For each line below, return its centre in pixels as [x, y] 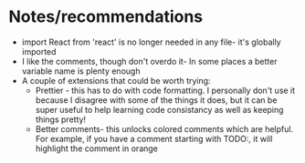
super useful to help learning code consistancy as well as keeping [159, 109]
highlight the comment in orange [97, 148]
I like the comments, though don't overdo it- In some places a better [149, 61]
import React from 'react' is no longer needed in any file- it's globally [151, 42]
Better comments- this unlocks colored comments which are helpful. [164, 128]
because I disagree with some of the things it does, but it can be [156, 100]
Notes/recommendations [106, 17]
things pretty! [61, 119]
